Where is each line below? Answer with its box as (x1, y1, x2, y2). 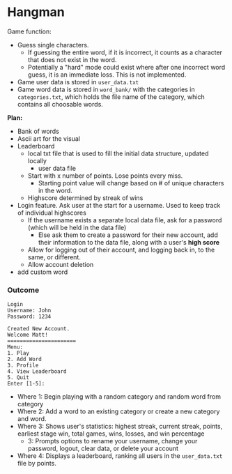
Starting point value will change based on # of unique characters (38, 178, 224, 187)
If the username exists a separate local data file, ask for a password (27, 215, 222, 224)
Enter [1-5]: (7, 381, 45, 388)
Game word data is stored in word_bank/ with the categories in (17, 85, 195, 93)
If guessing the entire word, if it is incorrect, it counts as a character (27, 48, 223, 56)
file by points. (17, 459, 57, 468)
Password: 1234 (7, 313, 52, 321)
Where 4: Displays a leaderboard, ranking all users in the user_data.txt (17, 452, 223, 460)
